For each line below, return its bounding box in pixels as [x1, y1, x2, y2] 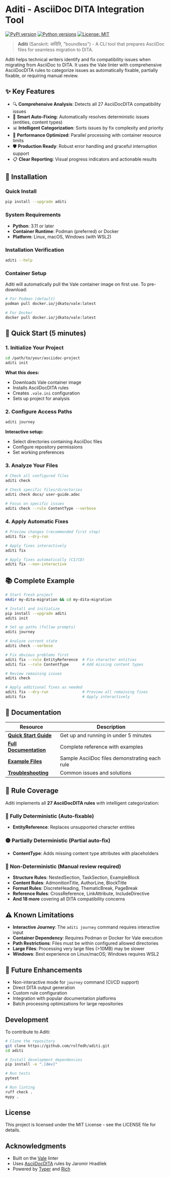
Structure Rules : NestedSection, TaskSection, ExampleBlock [12, 875, 140, 881]
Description [97, 723, 125, 730]
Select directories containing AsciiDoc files [12, 439, 103, 445]
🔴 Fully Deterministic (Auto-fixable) [5, 812, 95, 819]
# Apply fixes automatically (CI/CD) [5, 557, 85, 562]
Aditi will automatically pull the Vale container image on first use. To [5, 281, 146, 287]
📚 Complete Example [5, 576, 75, 585]
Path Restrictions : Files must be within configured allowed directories [12, 940, 158, 947]
